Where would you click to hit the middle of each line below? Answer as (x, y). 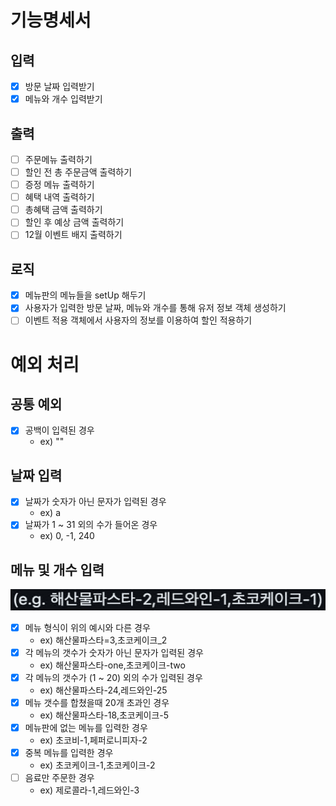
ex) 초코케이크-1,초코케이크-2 (97, 765)
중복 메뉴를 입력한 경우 (69, 752)
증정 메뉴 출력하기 (59, 185)
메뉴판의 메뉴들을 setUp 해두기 (85, 295)
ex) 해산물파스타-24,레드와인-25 (103, 690)
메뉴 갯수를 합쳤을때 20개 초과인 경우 (97, 702)
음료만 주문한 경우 (59, 778)
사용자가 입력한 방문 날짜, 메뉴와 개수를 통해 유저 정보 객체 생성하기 (155, 308)
